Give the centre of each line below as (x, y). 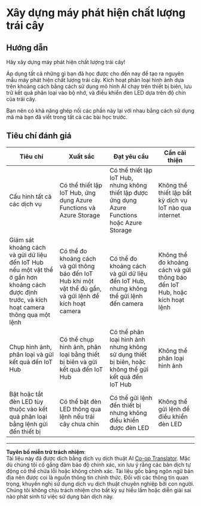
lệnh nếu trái (77, 416)
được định (23, 292)
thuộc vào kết (28, 409)
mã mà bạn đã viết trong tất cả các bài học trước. (67, 117)
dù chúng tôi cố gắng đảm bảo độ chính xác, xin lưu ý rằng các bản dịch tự (99, 465)
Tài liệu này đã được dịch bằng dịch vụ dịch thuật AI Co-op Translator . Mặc (98, 458)
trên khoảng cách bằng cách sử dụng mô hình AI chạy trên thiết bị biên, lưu (99, 86)
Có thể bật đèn (80, 401)
